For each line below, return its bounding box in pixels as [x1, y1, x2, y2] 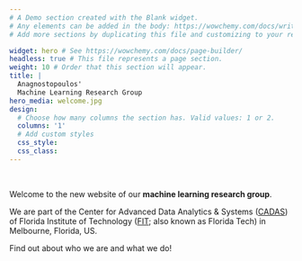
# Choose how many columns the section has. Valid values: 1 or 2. [17, 113, 276, 122]
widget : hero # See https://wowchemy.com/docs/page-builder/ [9, 46, 244, 55]
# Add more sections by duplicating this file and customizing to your [9, 30, 283, 39]
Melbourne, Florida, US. [9, 225, 98, 236]
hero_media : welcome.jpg [9, 96, 102, 105]
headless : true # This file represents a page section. [9, 55, 223, 64]
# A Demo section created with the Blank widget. [9, 13, 200, 22]
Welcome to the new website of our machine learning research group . [9, 188, 272, 199]
